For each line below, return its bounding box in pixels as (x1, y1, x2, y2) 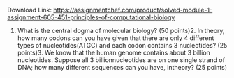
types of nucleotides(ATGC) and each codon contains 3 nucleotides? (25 (17, 41, 228, 49)
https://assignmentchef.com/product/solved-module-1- (53, 6, 213, 14)
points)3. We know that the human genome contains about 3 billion (17, 48, 211, 57)
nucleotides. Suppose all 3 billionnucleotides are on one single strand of (17, 56, 226, 64)
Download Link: (7, 6, 52, 14)
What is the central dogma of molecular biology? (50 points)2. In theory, (17, 27, 225, 35)
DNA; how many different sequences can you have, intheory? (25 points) (17, 64, 227, 71)
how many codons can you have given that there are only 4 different (17, 34, 214, 42)
